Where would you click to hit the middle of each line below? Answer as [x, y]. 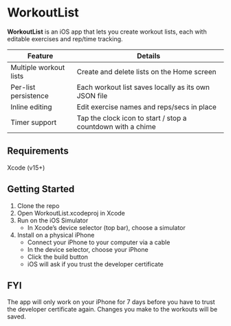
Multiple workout [38, 67]
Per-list [23, 87]
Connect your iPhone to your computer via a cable [99, 242]
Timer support [34, 122]
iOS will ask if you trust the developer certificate [95, 264]
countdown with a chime [116, 126]
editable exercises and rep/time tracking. [65, 38]
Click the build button [57, 257]
